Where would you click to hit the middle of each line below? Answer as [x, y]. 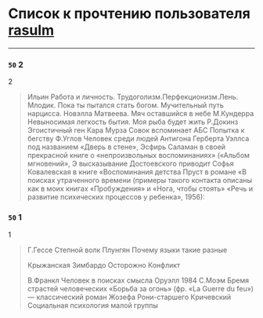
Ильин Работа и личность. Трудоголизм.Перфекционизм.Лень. [133, 97]
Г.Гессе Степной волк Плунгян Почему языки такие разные [127, 250]
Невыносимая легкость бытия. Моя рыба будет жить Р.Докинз [133, 122]
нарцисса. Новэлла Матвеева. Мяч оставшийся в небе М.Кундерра [141, 114]
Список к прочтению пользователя [129, 14]
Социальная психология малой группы [93, 305]
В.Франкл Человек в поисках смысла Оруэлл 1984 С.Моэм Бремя [138, 280]
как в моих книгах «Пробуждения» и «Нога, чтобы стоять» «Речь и [140, 188]
